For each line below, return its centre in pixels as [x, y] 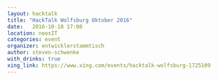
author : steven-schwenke [43, 53]
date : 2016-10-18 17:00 [45, 26]
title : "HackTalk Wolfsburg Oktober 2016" [70, 20]
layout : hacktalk [32, 14]
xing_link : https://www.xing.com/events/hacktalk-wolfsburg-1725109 [109, 65]
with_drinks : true [34, 59]
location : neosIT [32, 33]
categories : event [34, 40]
